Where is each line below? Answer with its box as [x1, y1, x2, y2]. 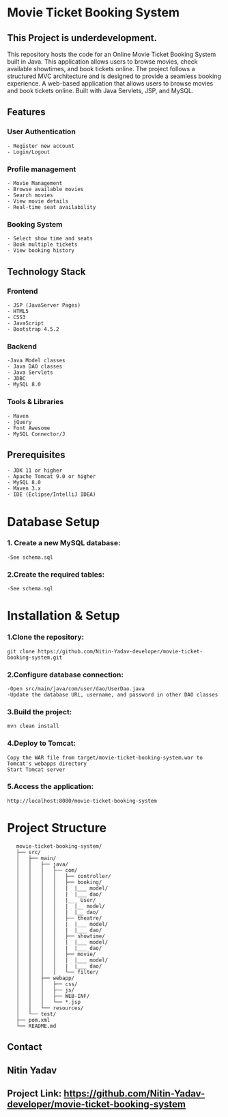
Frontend [7, 286, 38, 296]
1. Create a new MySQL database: [7, 538, 121, 548]
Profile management [7, 164, 76, 174]
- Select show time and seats [7, 235, 94, 242]
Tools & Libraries [7, 397, 64, 407]
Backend [7, 341, 38, 351]
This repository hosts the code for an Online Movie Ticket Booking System [7, 50, 216, 58]
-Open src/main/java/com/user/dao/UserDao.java [7, 685, 145, 692]
